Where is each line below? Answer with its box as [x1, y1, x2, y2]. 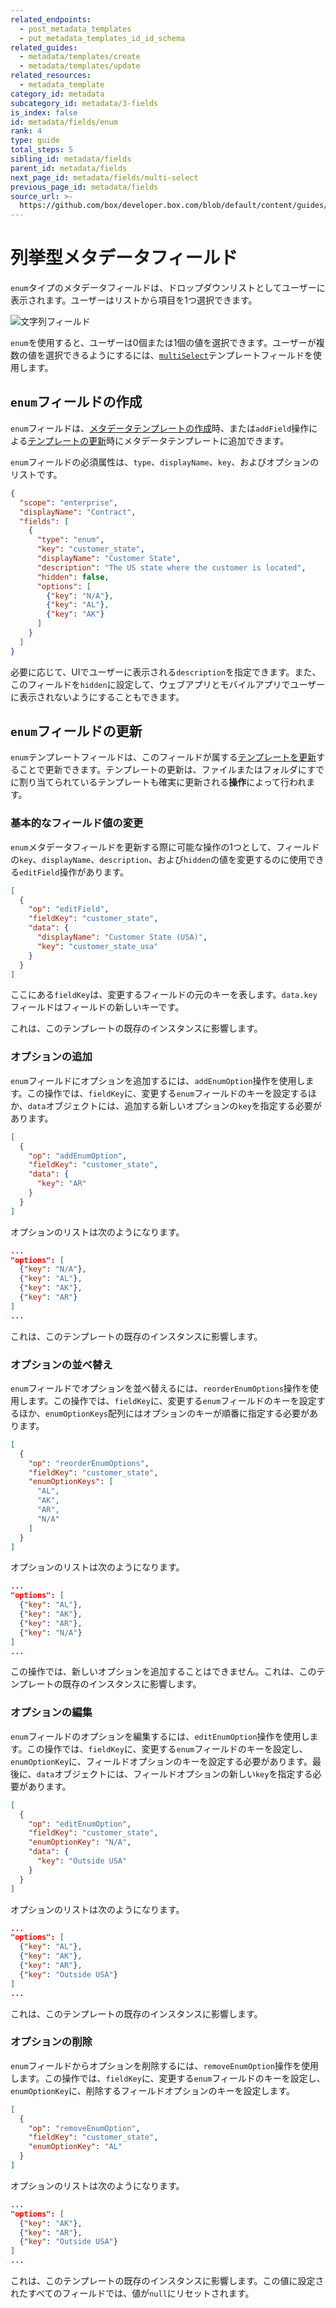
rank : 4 [10, 126, 43, 136]
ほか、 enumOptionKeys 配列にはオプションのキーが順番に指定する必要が [18, 1407, 310, 1419]
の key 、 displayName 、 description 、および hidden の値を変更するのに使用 [10, 853, 307, 865]
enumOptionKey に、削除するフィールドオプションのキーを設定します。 [10, 2084, 295, 2096]
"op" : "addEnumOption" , [28, 1151, 128, 1161]
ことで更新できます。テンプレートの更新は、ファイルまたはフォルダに [18, 764, 307, 776]
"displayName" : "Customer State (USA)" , [36, 932, 208, 943]
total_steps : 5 [10, 145, 74, 155]
